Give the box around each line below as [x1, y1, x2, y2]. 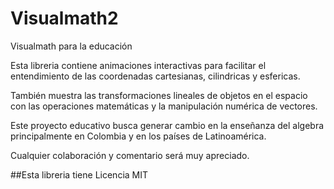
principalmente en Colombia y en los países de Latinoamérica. [10, 130, 267, 142]
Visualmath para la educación [10, 40, 133, 52]
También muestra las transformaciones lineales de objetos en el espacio [10, 89, 308, 101]
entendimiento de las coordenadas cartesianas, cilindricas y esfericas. [10, 70, 301, 82]
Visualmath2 [10, 7, 119, 30]
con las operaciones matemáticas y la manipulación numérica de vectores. [10, 100, 318, 112]
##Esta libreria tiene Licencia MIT [10, 168, 149, 181]
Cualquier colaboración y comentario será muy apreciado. [10, 149, 250, 161]
